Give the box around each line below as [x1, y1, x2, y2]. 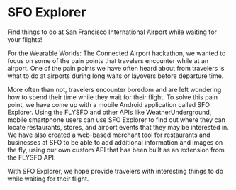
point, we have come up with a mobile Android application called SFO [7, 100, 210, 108]
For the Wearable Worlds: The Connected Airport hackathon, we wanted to [7, 49, 226, 57]
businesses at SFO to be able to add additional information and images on [7, 138, 223, 146]
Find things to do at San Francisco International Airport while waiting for [7, 28, 218, 36]
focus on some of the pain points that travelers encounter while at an [7, 56, 209, 65]
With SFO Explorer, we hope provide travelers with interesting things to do [7, 167, 224, 175]
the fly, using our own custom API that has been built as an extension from [7, 145, 225, 154]
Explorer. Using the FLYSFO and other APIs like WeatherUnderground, [7, 108, 212, 116]
